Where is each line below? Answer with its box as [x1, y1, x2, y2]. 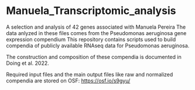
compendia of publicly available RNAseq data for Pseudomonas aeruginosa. [6, 42, 190, 49]
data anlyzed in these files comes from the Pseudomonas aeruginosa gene [6, 29, 187, 36]
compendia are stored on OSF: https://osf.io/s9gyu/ [6, 77, 131, 84]
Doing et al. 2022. [6, 60, 50, 67]
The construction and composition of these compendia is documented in [6, 53, 182, 60]
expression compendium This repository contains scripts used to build [6, 36, 176, 43]
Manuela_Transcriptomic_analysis [6, 4, 176, 18]
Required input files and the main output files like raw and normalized [6, 71, 173, 78]
